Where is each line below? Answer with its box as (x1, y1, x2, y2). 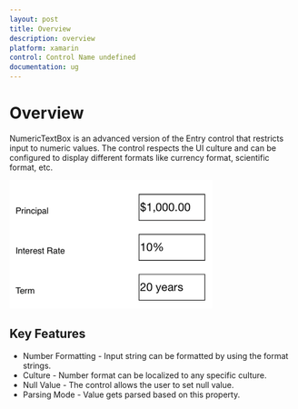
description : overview (9, 34, 95, 43)
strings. (22, 360, 52, 371)
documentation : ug (9, 63, 79, 72)
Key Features (9, 326, 86, 342)
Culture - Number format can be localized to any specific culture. (22, 369, 267, 381)
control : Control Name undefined (9, 53, 136, 63)
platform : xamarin (9, 44, 79, 53)
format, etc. (9, 162, 53, 173)
